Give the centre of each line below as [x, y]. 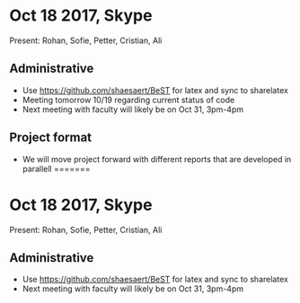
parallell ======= [56, 169]
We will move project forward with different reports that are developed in [157, 159]
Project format [51, 138]
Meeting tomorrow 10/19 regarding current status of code [128, 100]
